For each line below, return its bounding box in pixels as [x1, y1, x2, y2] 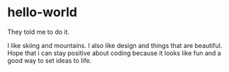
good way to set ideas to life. [7, 56, 92, 64]
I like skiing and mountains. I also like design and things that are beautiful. [7, 41, 223, 49]
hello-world [7, 4, 78, 20]
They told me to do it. [7, 28, 69, 36]
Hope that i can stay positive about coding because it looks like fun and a [7, 49, 221, 57]
